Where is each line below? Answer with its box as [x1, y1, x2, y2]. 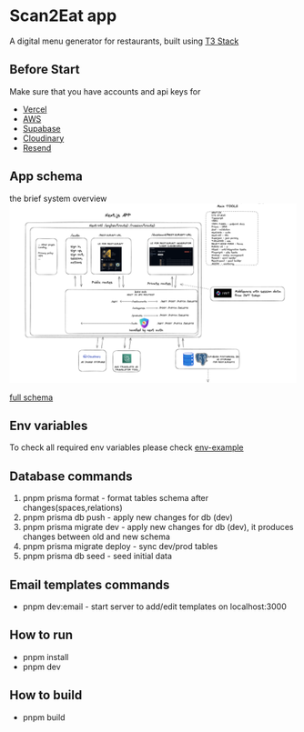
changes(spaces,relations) [22, 502, 123, 514]
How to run [9, 627, 74, 643]
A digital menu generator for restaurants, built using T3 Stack [9, 35, 239, 46]
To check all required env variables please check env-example [9, 442, 244, 453]
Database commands [9, 468, 134, 484]
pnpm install [22, 651, 69, 662]
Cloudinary [22, 133, 65, 144]
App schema [9, 169, 84, 185]
